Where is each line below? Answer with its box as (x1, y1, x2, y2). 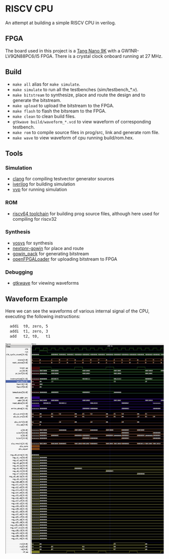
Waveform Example (5, 294, 68, 303)
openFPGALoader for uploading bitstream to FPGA (12, 256, 117, 262)
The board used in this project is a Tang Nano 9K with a (5, 47, 121, 53)
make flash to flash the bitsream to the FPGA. (12, 108, 107, 114)
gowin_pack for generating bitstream (12, 251, 89, 257)
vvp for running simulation (12, 187, 67, 193)
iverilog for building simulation (12, 181, 75, 187)
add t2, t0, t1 (10, 334, 51, 339)
